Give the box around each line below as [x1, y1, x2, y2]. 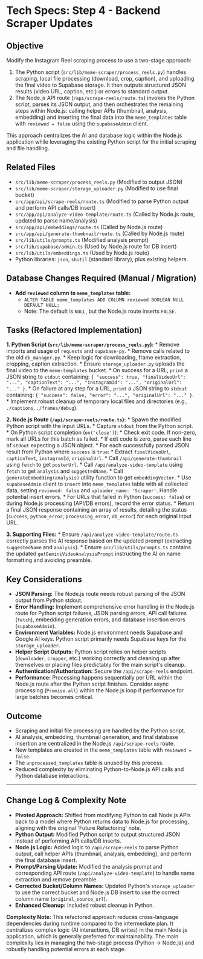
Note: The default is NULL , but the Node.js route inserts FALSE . [24, 307, 176, 315]
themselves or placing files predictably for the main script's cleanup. [14, 661, 186, 669]
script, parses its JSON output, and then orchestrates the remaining [14, 101, 184, 108]
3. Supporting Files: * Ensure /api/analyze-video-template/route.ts [6, 531, 178, 538]
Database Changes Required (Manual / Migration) [6, 273, 197, 284]
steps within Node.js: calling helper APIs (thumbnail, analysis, [14, 107, 168, 114]
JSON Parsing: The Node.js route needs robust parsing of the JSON [14, 590, 185, 598]
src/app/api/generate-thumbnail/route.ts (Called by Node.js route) [14, 230, 185, 237]
